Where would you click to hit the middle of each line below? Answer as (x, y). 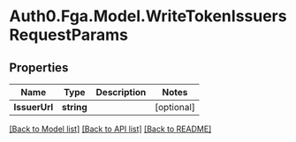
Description (121, 92)
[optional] (175, 107)
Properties (39, 67)
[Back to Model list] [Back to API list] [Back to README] (110, 129)
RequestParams (69, 35)
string (75, 107)
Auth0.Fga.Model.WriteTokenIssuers (148, 16)
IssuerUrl (34, 107)
